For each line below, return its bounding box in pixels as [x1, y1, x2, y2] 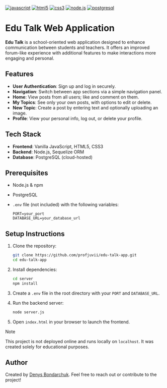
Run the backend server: [12, 300, 64, 306]
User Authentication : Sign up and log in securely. [12, 83, 116, 89]
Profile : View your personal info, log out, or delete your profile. [12, 115, 142, 121]
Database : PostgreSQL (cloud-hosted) [12, 154, 93, 160]
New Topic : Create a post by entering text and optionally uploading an [12, 104, 158, 110]
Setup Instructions [5, 230, 65, 238]
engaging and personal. [5, 55, 54, 61]
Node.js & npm [12, 182, 44, 188]
